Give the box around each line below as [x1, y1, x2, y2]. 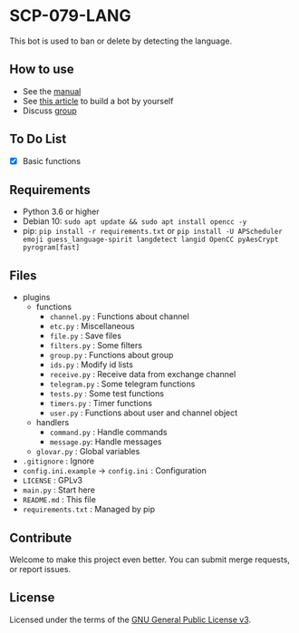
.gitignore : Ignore [22, 455, 95, 467]
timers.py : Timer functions [49, 398, 152, 409]
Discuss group [22, 105, 77, 116]
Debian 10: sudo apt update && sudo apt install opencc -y [22, 216, 247, 227]
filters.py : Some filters [49, 340, 143, 351]
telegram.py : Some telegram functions [49, 378, 196, 390]
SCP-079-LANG [9, 5, 131, 26]
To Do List [9, 131, 67, 147]
